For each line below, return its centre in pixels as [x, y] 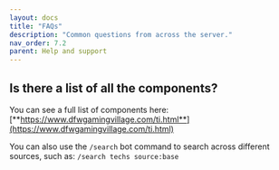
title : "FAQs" [36, 26]
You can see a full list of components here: [89, 109]
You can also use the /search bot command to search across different [139, 146]
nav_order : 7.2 [38, 43]
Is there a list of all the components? [114, 88]
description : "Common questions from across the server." [121, 34]
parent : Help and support [58, 52]
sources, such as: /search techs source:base [94, 156]
